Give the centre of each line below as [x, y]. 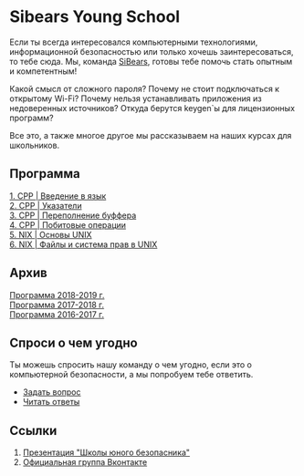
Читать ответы [51, 402]
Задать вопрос [52, 392]
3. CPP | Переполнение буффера [73, 215]
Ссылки [33, 430]
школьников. [35, 145]
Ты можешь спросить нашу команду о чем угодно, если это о [131, 365]
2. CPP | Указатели [46, 205]
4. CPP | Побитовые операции [68, 224]
